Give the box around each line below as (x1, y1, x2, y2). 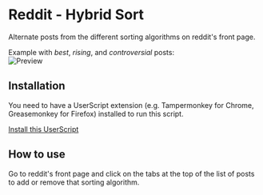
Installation (8, 79, 66, 93)
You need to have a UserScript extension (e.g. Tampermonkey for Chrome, (8, 100, 254, 109)
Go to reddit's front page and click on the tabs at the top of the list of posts (8, 169, 255, 178)
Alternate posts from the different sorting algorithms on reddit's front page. (8, 32, 256, 42)
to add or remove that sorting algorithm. (8, 177, 140, 187)
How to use (8, 148, 66, 161)
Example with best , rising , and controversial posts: (8, 47, 174, 57)
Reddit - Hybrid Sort (8, 6, 145, 24)
